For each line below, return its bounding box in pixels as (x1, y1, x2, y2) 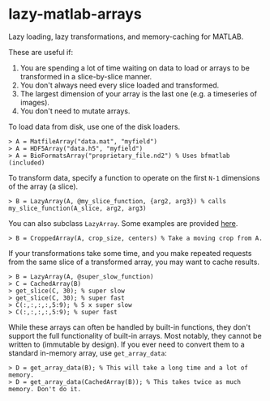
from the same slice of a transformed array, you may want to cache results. (8, 257, 259, 267)
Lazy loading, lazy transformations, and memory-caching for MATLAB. (8, 32, 244, 41)
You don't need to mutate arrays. (19, 106, 131, 116)
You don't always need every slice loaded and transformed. (19, 80, 220, 90)
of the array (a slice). (8, 181, 79, 191)
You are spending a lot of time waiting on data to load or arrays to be (19, 62, 250, 73)
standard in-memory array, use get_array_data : (8, 348, 168, 357)
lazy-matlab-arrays (8, 5, 142, 23)
